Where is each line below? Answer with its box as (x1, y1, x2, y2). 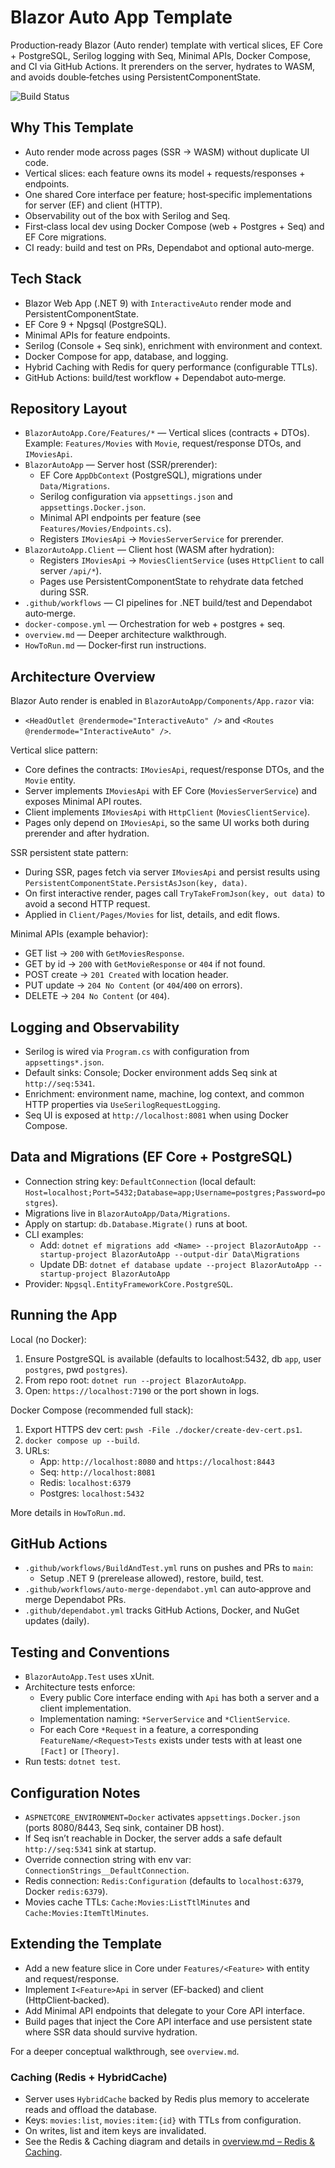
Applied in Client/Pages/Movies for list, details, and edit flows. (24, 909, 280, 921)
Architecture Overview (10, 668, 156, 685)
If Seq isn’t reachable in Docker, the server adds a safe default (24, 1832, 283, 1845)
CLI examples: (24, 1228, 84, 1240)
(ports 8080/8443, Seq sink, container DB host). (24, 1822, 225, 1834)
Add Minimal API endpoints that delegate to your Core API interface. (24, 2004, 305, 2016)
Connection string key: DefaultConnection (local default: (24, 1175, 257, 1187)
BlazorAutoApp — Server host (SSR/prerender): (24, 459, 218, 471)
